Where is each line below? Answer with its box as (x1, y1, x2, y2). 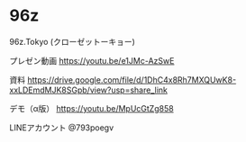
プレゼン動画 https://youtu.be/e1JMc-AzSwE (9, 55, 175, 66)
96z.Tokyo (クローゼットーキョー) (9, 36, 135, 47)
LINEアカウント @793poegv (9, 122, 114, 133)
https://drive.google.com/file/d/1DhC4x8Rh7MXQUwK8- (26, 74, 237, 85)
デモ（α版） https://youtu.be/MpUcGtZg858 (9, 102, 174, 113)
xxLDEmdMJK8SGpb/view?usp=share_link (9, 84, 169, 95)
